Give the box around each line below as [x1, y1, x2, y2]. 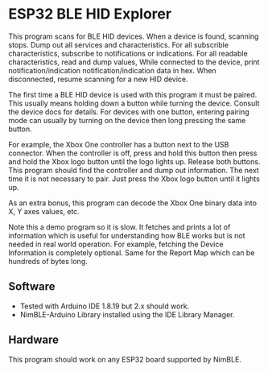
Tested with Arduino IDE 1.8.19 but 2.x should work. [19, 301, 190, 311]
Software [8, 279, 56, 294]
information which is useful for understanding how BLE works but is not [8, 230, 245, 240]
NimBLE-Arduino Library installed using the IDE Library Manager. [19, 309, 235, 319]
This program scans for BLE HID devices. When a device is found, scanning [8, 31, 259, 41]
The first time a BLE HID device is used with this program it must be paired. [8, 89, 258, 99]
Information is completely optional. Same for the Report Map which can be [8, 247, 255, 258]
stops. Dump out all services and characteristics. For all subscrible [8, 39, 229, 49]
